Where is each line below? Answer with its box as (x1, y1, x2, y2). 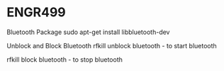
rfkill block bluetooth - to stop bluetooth (6, 55, 123, 64)
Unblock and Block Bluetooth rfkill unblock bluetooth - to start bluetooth (6, 41, 217, 50)
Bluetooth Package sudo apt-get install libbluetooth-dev (6, 28, 170, 36)
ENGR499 (6, 4, 67, 21)
